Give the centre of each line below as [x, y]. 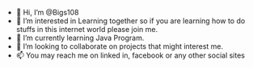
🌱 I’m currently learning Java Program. [80, 38]
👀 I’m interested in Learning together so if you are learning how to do [131, 21]
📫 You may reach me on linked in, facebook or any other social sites [130, 55]
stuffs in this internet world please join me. [87, 29]
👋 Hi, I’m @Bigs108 [47, 12]
